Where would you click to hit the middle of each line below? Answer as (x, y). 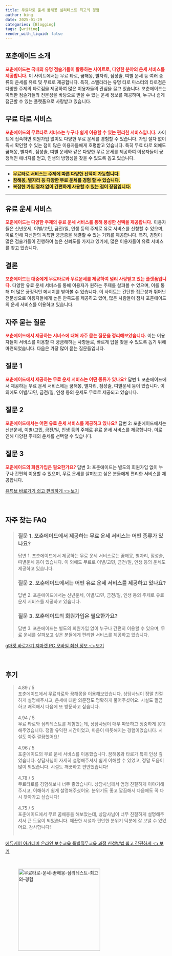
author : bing (19, 15)
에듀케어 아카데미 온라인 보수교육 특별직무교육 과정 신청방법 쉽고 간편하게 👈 (82, 843)
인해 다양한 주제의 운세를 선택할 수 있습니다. (49, 436)
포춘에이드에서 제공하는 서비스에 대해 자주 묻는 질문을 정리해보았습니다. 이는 (81, 336)
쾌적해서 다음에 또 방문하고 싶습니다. (64, 706)
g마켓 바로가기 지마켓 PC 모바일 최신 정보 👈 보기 (55, 645)
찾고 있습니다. (24, 248)
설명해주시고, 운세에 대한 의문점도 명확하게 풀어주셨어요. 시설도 (90, 700)
